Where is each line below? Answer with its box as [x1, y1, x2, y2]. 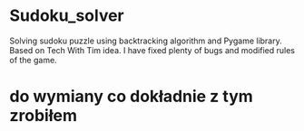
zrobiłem [9, 106, 77, 126]
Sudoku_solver [9, 5, 124, 26]
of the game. [9, 54, 57, 65]
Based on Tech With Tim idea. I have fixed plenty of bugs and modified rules [9, 44, 295, 55]
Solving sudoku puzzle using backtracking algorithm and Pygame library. [9, 35, 283, 46]
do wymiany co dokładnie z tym [9, 87, 254, 107]
